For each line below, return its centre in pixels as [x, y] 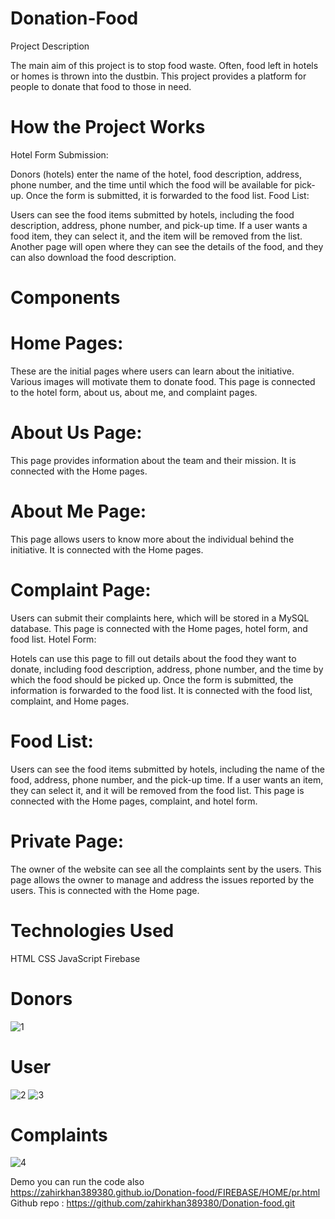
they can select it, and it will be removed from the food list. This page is [157, 790]
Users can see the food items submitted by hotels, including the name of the [167, 769]
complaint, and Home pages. [70, 701]
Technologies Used [92, 930]
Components [65, 298]
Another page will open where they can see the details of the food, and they [167, 246]
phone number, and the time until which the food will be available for [151, 184]
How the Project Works [108, 127]
